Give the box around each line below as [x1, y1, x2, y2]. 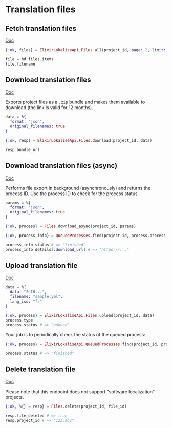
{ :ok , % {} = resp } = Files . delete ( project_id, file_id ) [5, 403, 127, 409]
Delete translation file [5, 365, 76, 374]
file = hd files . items [5, 56, 54, 62]
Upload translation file [5, 261, 78, 270]
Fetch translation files [5, 24, 77, 33]
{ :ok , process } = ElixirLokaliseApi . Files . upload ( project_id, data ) [5, 313, 155, 318]
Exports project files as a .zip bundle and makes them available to [5, 99, 145, 105]
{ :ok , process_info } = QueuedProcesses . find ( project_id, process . [5, 233, 150, 238]
